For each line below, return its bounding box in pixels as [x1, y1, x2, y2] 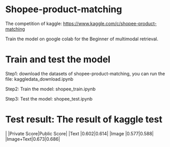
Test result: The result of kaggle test [5, 114, 162, 126]
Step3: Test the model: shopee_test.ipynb [5, 95, 93, 102]
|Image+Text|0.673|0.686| [5, 136, 60, 142]
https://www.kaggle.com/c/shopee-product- [63, 20, 157, 27]
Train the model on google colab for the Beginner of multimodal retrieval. [5, 36, 159, 42]
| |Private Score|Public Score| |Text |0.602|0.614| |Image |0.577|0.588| [5, 130, 154, 136]
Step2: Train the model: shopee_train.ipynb [5, 86, 96, 92]
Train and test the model [5, 54, 111, 65]
